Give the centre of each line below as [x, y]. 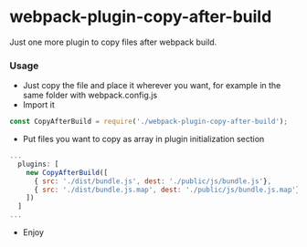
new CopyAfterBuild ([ [67, 172]
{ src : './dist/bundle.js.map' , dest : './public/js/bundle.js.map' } [167, 190]
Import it [38, 105]
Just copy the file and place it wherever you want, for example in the [152, 86]
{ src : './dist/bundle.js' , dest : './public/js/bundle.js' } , [153, 181]
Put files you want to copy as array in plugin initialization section [143, 139]
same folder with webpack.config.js [90, 95]
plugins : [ [38, 164]
